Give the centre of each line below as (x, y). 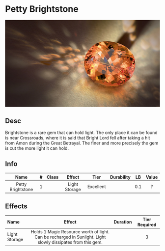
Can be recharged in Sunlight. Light (70, 237)
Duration (123, 222)
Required (147, 224)
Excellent (97, 187)
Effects (16, 206)
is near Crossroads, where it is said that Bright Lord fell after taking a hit (78, 138)
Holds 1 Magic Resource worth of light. (70, 231)
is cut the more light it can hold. (37, 148)
